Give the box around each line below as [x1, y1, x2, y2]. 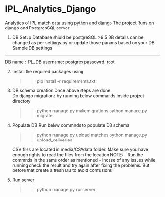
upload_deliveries [36, 137, 73, 143]
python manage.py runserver [36, 186, 96, 192]
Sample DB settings [12, 45, 53, 51]
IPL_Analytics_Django [5, 3, 96, 15]
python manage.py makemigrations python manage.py [36, 107, 147, 113]
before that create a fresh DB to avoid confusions [12, 167, 112, 173]
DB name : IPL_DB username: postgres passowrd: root [5, 59, 115, 65]
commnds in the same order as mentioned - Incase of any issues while [12, 157, 156, 163]
